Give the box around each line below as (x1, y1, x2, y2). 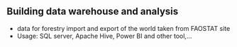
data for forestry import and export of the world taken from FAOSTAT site (16, 24, 231, 32)
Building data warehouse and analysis (6, 6, 179, 18)
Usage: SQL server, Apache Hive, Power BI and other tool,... (16, 32, 192, 40)
